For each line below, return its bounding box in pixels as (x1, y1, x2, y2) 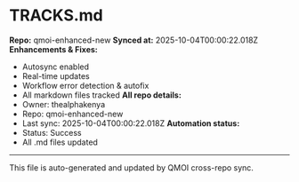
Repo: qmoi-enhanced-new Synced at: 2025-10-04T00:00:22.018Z (9, 35, 259, 45)
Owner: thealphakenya (21, 99, 106, 109)
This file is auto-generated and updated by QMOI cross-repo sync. (9, 162, 254, 173)
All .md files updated (21, 137, 98, 147)
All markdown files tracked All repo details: (21, 90, 182, 100)
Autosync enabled (21, 61, 90, 72)
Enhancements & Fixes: (9, 44, 98, 54)
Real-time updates (21, 70, 91, 81)
